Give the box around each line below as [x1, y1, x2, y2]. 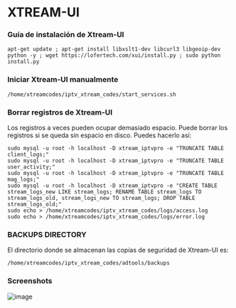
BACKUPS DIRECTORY [7, 230, 87, 239]
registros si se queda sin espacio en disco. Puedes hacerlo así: [7, 131, 192, 139]
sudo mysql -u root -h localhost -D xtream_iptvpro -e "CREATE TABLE [7, 182, 218, 189]
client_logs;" [7, 151, 50, 159]
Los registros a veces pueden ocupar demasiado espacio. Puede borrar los [7, 124, 228, 132]
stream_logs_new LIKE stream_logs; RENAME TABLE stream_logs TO [7, 188, 202, 196]
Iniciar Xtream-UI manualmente [7, 75, 119, 85]
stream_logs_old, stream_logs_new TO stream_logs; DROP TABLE [7, 195, 195, 202]
